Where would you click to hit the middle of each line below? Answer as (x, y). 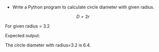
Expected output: (23, 36)
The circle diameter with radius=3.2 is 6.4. (48, 45)
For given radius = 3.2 (28, 26)
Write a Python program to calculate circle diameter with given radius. (83, 7)
